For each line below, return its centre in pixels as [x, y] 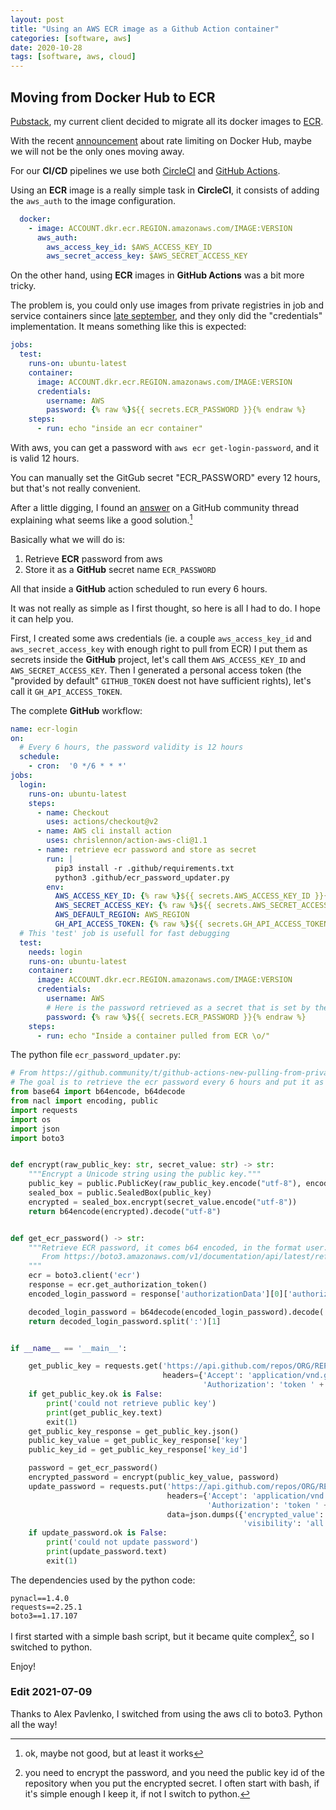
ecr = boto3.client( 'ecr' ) [84, 1276]
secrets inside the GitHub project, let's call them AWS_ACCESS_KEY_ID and [158, 659]
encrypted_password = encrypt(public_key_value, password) [154, 1477]
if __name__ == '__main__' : [69, 1348]
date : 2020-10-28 [46, 47]
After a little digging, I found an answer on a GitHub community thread [155, 508]
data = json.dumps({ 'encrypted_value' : [245, 1514]
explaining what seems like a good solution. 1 [101, 519]
